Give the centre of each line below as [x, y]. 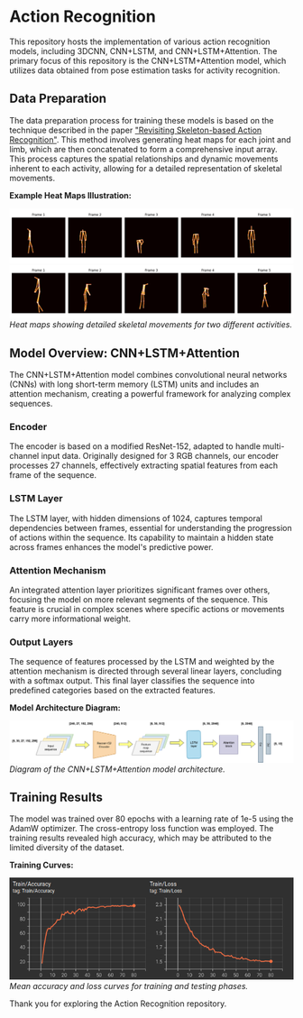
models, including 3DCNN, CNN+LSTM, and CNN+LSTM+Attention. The [143, 50]
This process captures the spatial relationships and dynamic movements [144, 159]
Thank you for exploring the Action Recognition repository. [118, 1004]
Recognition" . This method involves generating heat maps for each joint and [150, 139]
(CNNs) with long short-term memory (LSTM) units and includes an [134, 384]
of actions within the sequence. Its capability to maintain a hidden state [142, 537]
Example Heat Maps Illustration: [71, 195]
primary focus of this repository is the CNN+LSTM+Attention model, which [148, 60]
